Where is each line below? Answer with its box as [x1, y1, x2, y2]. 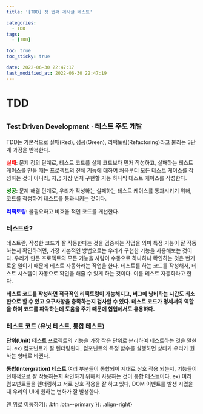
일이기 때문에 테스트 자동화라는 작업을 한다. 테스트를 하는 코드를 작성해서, [17, 262, 191, 269]
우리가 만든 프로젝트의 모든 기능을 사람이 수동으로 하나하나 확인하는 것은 [14, 254, 184, 261]
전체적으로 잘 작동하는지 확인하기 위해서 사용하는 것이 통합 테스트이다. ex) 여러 [6, 373, 192, 380]
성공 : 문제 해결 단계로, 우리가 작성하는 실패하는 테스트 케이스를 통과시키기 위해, [6, 187, 192, 195]
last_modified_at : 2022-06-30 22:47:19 [6, 70, 107, 76]
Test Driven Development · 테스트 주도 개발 [6, 122, 142, 131]
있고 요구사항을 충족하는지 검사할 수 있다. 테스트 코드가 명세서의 [34, 297, 183, 305]
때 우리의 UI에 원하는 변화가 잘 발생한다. [6, 388, 101, 395]
